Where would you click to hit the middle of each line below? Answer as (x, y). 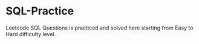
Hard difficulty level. (31, 34)
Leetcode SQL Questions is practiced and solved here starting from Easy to (99, 28)
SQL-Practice (40, 11)
